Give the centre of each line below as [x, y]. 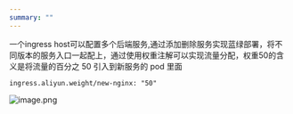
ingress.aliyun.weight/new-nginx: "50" [83, 83]
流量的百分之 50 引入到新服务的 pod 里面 [107, 66]
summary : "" [31, 17]
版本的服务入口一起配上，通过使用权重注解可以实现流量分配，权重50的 [146, 55]
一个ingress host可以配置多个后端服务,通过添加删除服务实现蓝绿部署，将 [142, 44]
